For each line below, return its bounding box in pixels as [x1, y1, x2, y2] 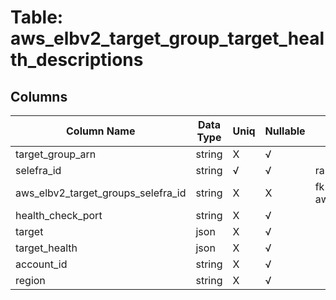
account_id [15, 257, 68, 271]
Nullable [264, 124, 306, 138]
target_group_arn [15, 147, 97, 161]
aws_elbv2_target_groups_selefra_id [15, 186, 187, 200]
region [15, 274, 46, 287]
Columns [10, 88, 68, 105]
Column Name [66, 124, 136, 138]
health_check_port [15, 209, 103, 222]
